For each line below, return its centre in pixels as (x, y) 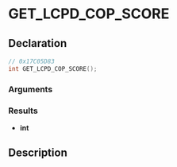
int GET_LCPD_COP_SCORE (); (53, 68)
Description (38, 153)
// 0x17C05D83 (32, 61)
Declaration (38, 43)
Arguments (31, 89)
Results (23, 111)
